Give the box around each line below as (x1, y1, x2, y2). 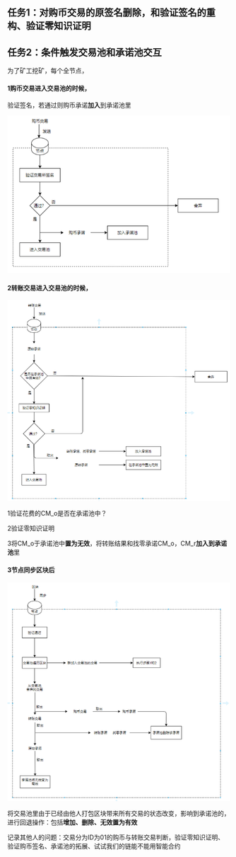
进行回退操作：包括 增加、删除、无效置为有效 (7, 818, 138, 827)
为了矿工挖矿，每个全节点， (7, 67, 88, 75)
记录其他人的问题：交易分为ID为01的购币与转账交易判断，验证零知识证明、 (7, 833, 225, 841)
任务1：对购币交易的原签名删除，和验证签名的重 (7, 6, 216, 19)
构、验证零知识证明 (7, 20, 91, 32)
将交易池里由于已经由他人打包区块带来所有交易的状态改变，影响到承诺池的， (7, 810, 230, 818)
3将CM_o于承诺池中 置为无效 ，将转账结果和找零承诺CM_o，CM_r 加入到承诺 (7, 539, 228, 547)
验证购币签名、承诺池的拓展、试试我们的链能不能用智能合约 (7, 842, 181, 851)
